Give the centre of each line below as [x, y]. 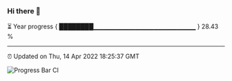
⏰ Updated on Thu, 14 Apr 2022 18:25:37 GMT [73, 56]
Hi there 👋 [24, 11]
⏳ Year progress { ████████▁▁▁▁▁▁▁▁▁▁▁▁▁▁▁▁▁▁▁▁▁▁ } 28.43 [113, 26]
